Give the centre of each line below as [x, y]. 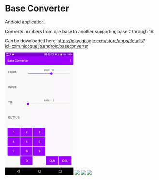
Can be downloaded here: [31, 41]
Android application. [25, 22]
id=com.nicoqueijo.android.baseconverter [47, 46]
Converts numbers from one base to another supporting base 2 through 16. [80, 31]
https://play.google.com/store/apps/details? [101, 41]
